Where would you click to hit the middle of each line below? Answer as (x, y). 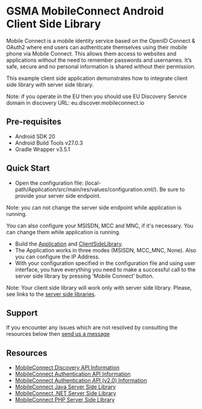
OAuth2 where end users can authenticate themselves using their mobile (97, 47)
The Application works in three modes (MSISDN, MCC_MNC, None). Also (106, 250)
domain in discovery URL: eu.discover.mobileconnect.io (75, 103)
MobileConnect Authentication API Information (73, 374)
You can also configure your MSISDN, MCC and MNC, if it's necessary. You (100, 226)
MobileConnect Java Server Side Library (65, 387)
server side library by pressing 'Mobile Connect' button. (84, 276)
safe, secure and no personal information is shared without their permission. (101, 66)
